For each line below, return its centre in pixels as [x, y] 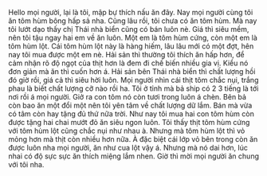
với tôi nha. [26, 164]
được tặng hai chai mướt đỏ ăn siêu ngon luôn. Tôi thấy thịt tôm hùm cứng [129, 122]
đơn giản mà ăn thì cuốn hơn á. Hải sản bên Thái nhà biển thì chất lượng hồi [132, 71]
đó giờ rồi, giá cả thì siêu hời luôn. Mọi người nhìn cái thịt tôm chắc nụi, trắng [133, 80]
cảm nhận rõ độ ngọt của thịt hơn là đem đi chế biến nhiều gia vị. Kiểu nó [128, 63]
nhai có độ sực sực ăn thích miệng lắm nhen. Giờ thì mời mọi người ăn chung [133, 156]
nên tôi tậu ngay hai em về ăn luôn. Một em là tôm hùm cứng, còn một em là [133, 37]
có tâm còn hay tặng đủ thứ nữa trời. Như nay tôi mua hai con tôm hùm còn [132, 114]
